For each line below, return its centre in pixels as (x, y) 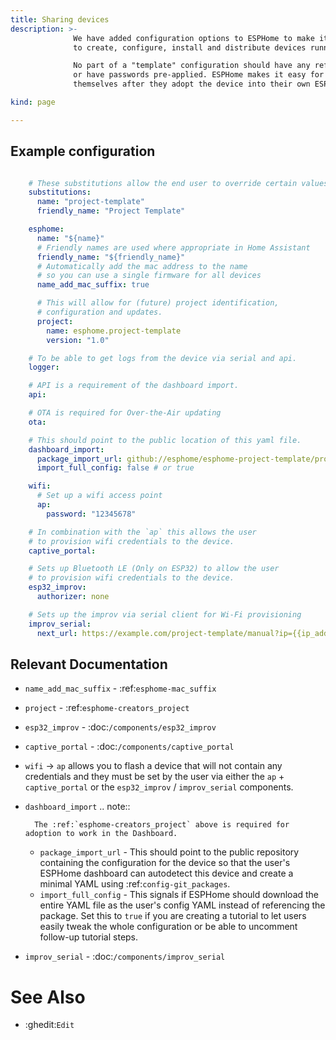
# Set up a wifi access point (99, 496)
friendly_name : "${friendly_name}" (111, 257)
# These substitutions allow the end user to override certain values (178, 183)
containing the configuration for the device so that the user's (165, 863)
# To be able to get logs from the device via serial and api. (163, 358)
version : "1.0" (78, 340)
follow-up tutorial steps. (89, 937)
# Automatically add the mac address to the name (142, 266)
